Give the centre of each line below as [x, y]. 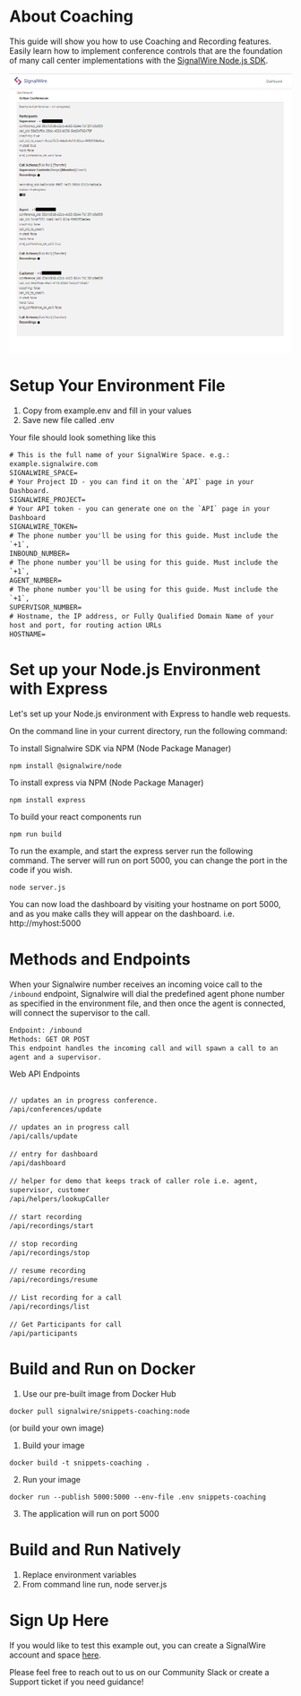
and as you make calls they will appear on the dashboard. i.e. [122, 913]
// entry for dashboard [54, 1154]
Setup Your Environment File [117, 386]
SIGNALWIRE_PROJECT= [48, 499]
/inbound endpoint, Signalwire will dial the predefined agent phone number [147, 993]
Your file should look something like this [83, 437]
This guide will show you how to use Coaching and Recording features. [140, 41]
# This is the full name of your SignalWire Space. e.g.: [120, 454]
